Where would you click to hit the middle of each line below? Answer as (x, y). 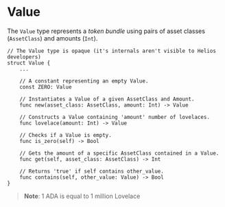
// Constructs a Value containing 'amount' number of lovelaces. (115, 117)
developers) (24, 57)
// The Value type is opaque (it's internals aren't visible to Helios (111, 51)
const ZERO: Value (46, 87)
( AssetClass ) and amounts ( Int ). (52, 38)
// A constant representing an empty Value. (84, 81)
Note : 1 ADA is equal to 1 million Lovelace (82, 196)
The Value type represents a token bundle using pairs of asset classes (106, 31)
